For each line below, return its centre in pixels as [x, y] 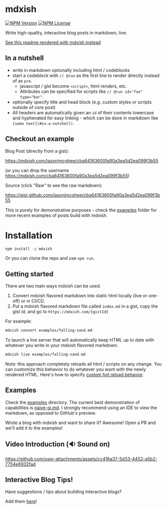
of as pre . [22, 80]
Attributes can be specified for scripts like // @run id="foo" [81, 91]
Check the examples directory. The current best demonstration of [73, 402]
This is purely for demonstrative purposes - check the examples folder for [81, 210]
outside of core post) [34, 107]
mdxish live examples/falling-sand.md [45, 355]
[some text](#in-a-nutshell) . [43, 123]
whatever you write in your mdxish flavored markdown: [62, 345]
